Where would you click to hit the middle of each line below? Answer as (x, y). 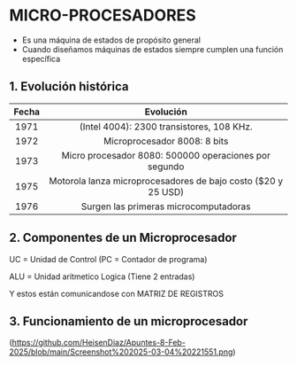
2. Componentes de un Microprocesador (123, 238)
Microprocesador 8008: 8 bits (166, 141)
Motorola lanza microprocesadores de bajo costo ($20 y (166, 181)
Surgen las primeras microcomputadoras (166, 206)
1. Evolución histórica (69, 86)
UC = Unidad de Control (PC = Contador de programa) (108, 259)
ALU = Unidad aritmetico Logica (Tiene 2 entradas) (102, 276)
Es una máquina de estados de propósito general (111, 40)
